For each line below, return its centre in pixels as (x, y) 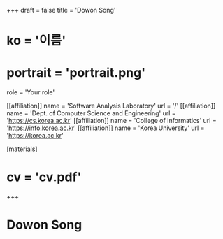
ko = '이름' (36, 41)
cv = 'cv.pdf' (44, 177)
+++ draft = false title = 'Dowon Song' (61, 10)
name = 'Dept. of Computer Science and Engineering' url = (91, 113)
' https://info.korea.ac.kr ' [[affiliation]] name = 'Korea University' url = (106, 128)
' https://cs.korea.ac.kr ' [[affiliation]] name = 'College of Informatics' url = (112, 121)
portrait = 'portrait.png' (76, 73)
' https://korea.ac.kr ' (35, 136)
